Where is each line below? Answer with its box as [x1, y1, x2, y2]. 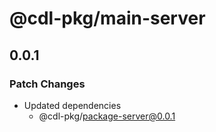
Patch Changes [9, 77, 86, 91]
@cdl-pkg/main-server [9, 7, 206, 30]
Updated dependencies [23, 99, 122, 111]
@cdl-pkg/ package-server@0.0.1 [38, 110, 176, 122]
